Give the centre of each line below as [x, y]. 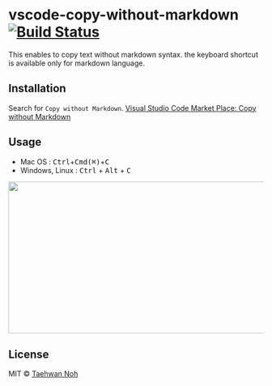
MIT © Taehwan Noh [43, 374]
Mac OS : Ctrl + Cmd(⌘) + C [65, 161]
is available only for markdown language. [77, 63]
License [29, 354]
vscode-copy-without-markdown [123, 15]
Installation [37, 89]
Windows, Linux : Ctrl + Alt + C [75, 170]
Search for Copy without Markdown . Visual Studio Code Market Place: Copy [132, 108]
